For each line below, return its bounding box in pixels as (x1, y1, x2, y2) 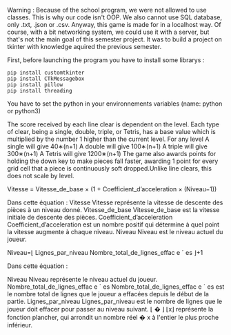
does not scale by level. (7, 172, 74, 180)
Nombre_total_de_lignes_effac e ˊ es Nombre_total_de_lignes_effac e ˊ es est (7, 283, 225, 291)
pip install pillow (7, 82, 63, 88)
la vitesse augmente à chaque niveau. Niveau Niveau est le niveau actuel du (7, 228, 223, 236)
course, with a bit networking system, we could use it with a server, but (7, 28, 210, 36)
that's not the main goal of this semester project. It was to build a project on (7, 35, 222, 44)
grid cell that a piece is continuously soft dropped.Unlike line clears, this (7, 164, 212, 172)
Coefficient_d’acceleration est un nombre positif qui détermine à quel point (7, 220, 219, 229)
